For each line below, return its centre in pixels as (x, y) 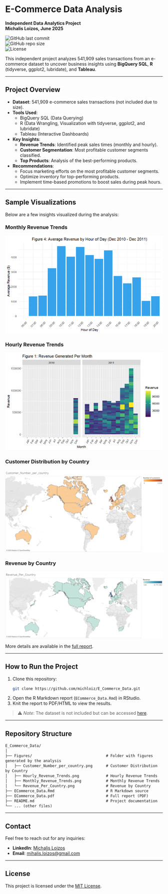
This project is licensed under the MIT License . (53, 886)
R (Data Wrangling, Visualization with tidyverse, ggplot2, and (82, 123)
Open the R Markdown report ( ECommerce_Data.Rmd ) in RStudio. (76, 698)
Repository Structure (39, 734)
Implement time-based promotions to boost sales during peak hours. (90, 182)
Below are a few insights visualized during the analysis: (62, 214)
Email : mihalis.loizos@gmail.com (46, 853)
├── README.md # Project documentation (81, 801)
